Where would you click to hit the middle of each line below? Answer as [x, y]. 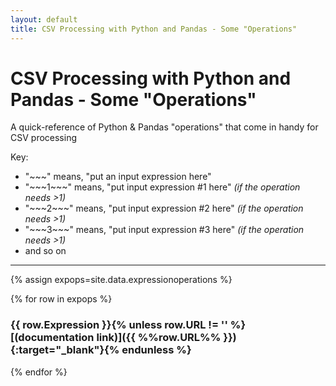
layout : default [44, 19]
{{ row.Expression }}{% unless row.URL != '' [119, 325]
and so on [45, 251]
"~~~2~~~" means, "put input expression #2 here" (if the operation [164, 208]
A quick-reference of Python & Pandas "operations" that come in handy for [164, 127]
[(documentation [52, 338]
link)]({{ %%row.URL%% [159, 338]
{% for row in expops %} [61, 299]
